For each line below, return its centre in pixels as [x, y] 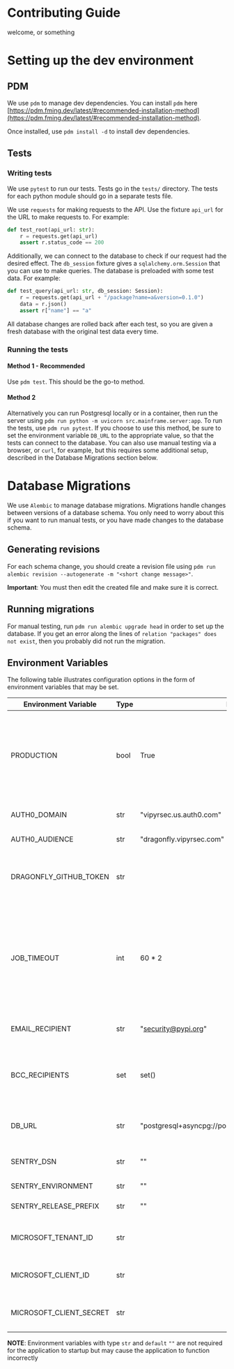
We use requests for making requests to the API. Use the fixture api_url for [115, 209]
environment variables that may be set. [63, 687]
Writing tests [30, 173]
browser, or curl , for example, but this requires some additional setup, [108, 450]
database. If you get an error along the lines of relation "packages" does [112, 633]
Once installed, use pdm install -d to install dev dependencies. [99, 131]
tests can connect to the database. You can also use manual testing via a [112, 443]
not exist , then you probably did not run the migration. [86, 641]
